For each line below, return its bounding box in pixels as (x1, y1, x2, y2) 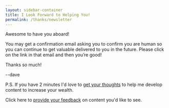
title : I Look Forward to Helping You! (5, 12, 91, 17)
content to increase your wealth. (5, 87, 74, 93)
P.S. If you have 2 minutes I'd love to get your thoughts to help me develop (5, 81, 163, 88)
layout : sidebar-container (5, 7, 63, 13)
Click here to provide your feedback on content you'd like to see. (5, 97, 142, 103)
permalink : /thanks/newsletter (5, 17, 72, 22)
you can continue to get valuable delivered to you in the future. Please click (5, 47, 164, 53)
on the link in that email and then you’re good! (5, 52, 102, 58)
